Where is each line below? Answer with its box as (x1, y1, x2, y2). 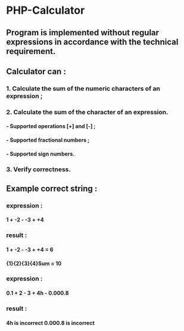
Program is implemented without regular (6, 28, 160, 38)
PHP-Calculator (6, 4, 85, 17)
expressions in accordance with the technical (6, 37, 179, 47)
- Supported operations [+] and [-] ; (6, 123, 96, 130)
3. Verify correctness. (6, 165, 71, 174)
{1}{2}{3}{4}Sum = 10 (6, 260, 62, 267)
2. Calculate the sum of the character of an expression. (6, 108, 169, 116)
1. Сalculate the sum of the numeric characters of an (6, 84, 161, 93)
